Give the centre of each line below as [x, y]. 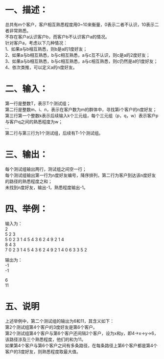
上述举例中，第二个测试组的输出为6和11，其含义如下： [60, 321]
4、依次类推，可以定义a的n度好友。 [41, 67]
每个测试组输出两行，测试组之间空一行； [46, 169]
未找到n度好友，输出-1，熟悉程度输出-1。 [47, 187]
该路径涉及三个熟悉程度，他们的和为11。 [46, 339]
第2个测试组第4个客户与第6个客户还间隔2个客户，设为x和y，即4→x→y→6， [82, 333]
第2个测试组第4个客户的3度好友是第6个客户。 [51, 327]
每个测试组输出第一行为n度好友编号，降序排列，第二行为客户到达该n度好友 [81, 175]
